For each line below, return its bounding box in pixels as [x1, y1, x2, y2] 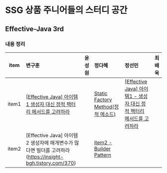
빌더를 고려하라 [36, 147, 70, 154]
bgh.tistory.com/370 [25, 160, 75, 167]
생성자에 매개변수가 [30, 139, 74, 146]
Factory [94, 96, 112, 103]
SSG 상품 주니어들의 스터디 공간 [5, 4, 128, 16]
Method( [94, 103, 114, 110]
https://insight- [27, 153, 64, 160]
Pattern [94, 151, 111, 158]
